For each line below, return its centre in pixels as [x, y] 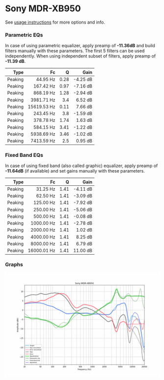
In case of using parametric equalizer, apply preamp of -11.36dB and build [80, 46]
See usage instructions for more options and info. [55, 22]
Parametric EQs [24, 35]
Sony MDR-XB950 [43, 9]
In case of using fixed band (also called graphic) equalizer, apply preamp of [82, 166]
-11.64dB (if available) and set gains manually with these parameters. [75, 171]
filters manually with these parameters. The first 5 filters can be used [75, 51]
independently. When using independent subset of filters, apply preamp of [81, 56]
